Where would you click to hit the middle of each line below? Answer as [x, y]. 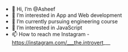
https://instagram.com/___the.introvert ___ [61, 43]
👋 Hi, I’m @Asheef [33, 9]
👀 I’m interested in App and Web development [67, 15]
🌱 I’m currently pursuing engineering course [65, 21]
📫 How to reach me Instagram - [50, 34]
